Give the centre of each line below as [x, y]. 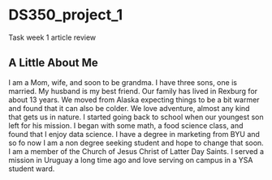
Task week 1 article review [52, 37]
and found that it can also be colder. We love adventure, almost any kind [129, 108]
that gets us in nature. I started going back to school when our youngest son [136, 117]
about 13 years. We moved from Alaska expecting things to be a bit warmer [134, 100]
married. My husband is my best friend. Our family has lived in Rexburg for [133, 91]
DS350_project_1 [66, 15]
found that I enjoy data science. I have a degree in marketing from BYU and [134, 134]
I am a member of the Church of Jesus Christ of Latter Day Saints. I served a [136, 151]
